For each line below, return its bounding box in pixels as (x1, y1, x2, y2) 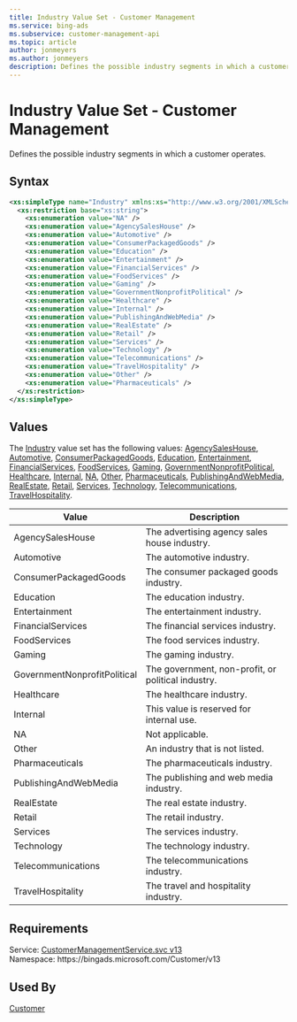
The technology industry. (145, 840, 250, 852)
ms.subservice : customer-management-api (9, 29, 161, 38)
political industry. (145, 674, 217, 687)
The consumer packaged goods (145, 565, 278, 578)
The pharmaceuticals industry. (145, 757, 272, 770)
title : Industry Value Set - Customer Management (9, 12, 196, 22)
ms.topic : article (9, 37, 77, 47)
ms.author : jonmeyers (9, 54, 89, 63)
